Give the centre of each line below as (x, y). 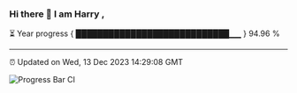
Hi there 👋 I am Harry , (57, 14)
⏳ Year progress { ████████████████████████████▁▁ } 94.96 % (145, 33)
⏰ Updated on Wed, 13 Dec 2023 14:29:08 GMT (96, 62)
